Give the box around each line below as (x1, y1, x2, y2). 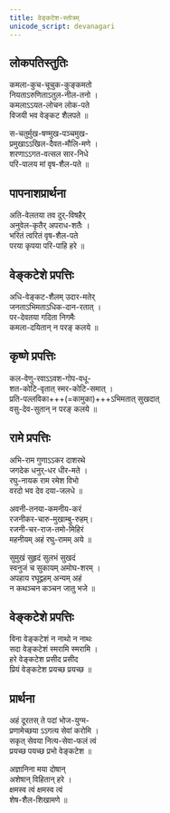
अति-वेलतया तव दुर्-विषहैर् (9, 210, 86, 220)
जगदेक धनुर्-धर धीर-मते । (9, 465, 89, 475)
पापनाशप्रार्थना (9, 185, 66, 201)
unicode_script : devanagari (9, 22, 116, 31)
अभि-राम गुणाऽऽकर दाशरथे (9, 455, 86, 465)
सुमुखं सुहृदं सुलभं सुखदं (9, 552, 76, 563)
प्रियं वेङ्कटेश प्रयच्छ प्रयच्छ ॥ (9, 664, 92, 675)
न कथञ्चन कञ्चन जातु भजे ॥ (9, 583, 96, 593)
